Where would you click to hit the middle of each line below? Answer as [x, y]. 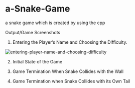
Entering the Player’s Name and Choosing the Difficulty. [70, 42]
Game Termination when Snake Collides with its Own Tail [71, 81]
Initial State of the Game [37, 61]
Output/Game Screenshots [33, 32]
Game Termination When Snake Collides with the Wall [68, 71]
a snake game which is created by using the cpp [55, 23]
